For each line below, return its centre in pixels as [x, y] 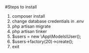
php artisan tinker [29, 31]
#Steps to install [21, 7]
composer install [28, 16]
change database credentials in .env [48, 21]
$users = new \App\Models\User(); [46, 36]
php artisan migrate [31, 26]
